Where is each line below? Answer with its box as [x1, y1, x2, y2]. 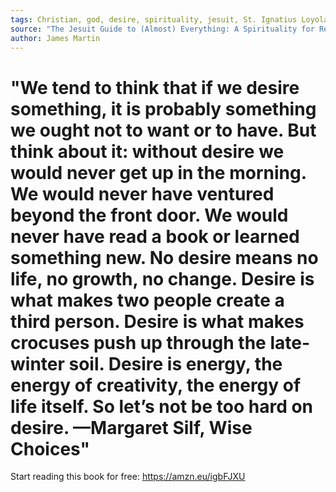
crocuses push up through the [10, 331, 267, 354]
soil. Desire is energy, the [68, 352, 283, 375]
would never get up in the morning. [10, 161, 307, 184]
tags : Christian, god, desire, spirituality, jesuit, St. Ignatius [10, 14, 298, 25]
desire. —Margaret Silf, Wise [10, 416, 253, 439]
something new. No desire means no [10, 246, 319, 269]
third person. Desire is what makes [10, 310, 305, 333]
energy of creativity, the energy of [10, 374, 302, 396]
